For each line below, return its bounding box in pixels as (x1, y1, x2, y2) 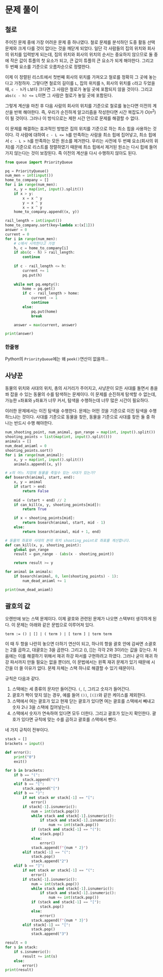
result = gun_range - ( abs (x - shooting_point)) (14, 552, 114, 557)
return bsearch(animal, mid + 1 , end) (22, 529, 101, 534)
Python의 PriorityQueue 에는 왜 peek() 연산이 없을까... (5, 356, 109, 361)
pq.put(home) (31, 309, 57, 314)
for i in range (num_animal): (5, 452, 64, 457)
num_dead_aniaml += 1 (22, 578, 67, 583)
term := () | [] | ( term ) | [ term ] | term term (5, 632, 112, 637)
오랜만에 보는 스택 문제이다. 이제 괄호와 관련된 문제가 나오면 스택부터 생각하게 (5, 616, 152, 622)
